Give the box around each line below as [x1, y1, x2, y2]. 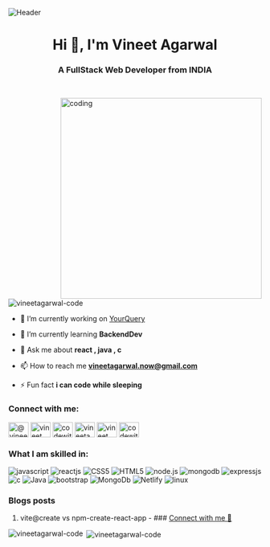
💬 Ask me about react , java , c [19, 345, 122, 355]
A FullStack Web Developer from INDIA [57, 64, 213, 76]
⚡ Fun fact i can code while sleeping [19, 380, 142, 390]
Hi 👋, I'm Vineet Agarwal [52, 36, 218, 54]
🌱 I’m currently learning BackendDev [19, 329, 143, 339]
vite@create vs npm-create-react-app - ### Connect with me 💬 [19, 513, 232, 523]
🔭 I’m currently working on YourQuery [19, 314, 145, 324]
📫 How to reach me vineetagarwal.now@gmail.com [19, 361, 198, 371]
